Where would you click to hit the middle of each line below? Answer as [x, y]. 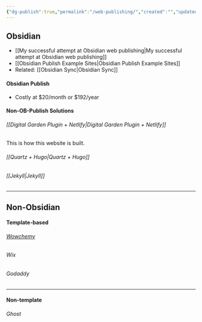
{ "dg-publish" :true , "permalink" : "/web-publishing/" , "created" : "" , [91, 12]
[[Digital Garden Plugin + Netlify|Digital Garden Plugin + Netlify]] [86, 125]
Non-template [24, 300]
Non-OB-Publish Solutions [40, 111]
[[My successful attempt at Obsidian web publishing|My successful [98, 51]
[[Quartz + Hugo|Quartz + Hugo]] [48, 157]
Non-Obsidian [33, 207]
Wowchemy [21, 236]
